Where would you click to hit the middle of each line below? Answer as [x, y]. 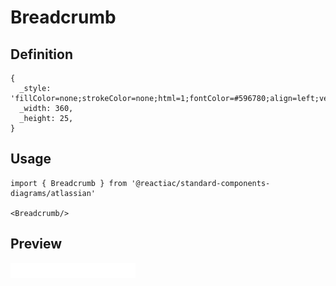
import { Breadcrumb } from [69, 183]
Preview [36, 244]
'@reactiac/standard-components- [201, 183]
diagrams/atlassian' [53, 193]
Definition [41, 54]
